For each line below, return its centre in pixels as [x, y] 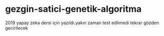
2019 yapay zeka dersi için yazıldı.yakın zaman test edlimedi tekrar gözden [82, 23]
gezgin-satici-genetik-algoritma [73, 9]
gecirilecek [17, 28]
